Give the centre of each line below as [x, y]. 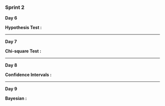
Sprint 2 [15, 7]
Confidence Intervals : [28, 75]
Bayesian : [16, 98]
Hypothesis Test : [23, 27]
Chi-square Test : [23, 51]
